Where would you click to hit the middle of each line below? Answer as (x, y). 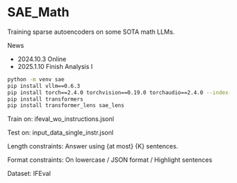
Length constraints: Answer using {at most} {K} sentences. (93, 146)
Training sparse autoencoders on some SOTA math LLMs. (91, 32)
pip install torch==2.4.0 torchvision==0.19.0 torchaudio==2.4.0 (105, 92)
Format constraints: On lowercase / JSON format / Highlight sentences (110, 160)
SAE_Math (38, 12)
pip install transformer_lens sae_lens (66, 106)
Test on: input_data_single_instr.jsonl (61, 133)
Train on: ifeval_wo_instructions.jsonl (61, 119)
